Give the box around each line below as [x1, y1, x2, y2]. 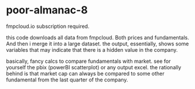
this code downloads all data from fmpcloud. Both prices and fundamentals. [6, 34, 189, 41]
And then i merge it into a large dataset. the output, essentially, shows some [6, 40, 189, 47]
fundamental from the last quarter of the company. [6, 76, 128, 83]
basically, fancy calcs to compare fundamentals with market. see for [6, 58, 171, 65]
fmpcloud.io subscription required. [6, 23, 90, 30]
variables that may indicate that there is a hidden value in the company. [6, 46, 178, 53]
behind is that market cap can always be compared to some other [6, 70, 165, 77]
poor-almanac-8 [6, 3, 88, 17]
